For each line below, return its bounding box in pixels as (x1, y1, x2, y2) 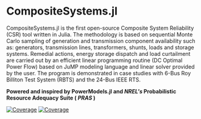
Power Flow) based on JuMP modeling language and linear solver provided (6, 63, 195, 70)
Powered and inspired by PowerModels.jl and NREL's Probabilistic (6, 87, 177, 95)
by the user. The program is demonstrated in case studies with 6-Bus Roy (6, 69, 191, 76)
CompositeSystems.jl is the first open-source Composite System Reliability (6, 24, 194, 32)
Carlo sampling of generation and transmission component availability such (6, 37, 196, 44)
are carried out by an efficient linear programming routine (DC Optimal (6, 56, 183, 64)
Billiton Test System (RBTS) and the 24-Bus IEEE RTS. (6, 76, 141, 83)
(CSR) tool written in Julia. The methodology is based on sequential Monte (6, 30, 193, 38)
